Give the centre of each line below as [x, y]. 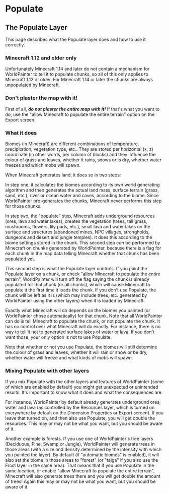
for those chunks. [23, 206]
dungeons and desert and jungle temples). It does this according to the [79, 237]
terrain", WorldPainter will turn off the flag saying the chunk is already [77, 279]
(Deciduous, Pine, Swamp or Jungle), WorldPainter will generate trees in [80, 444]
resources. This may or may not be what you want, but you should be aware [84, 423]
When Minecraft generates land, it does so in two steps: [63, 175]
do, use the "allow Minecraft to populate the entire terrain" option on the [80, 114]
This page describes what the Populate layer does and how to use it [75, 39]
